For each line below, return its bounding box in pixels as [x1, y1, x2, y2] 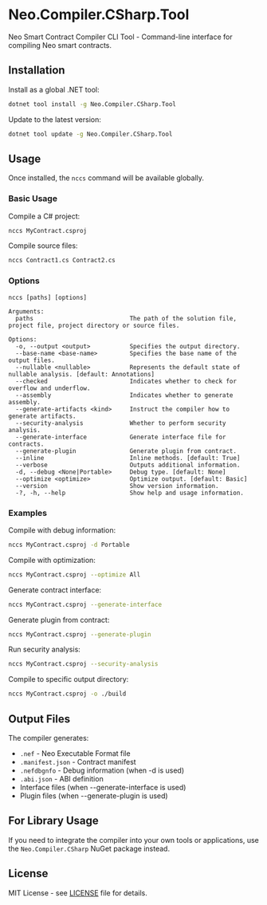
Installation [8, 64, 65, 77]
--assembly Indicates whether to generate [15, 391, 234, 399]
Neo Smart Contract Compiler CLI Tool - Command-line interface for [8, 32, 233, 41]
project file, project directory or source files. [8, 321, 180, 329]
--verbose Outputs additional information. [15, 461, 241, 469]
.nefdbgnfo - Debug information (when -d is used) [19, 765, 185, 775]
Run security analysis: [8, 644, 81, 655]
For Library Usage [8, 814, 99, 828]
